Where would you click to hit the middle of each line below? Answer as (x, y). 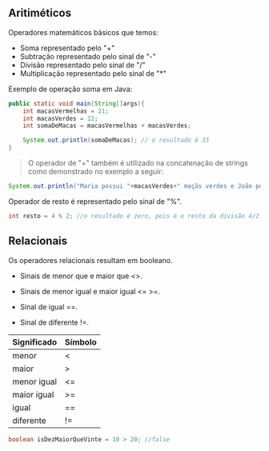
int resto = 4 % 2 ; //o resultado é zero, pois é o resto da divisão (127, 216)
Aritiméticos (40, 13)
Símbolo (81, 341)
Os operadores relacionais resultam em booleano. (91, 260)
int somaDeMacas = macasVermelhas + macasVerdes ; (107, 126)
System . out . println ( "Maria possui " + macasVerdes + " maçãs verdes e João (130, 186)
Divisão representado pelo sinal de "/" (82, 65)
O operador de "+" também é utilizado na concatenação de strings (138, 163)
